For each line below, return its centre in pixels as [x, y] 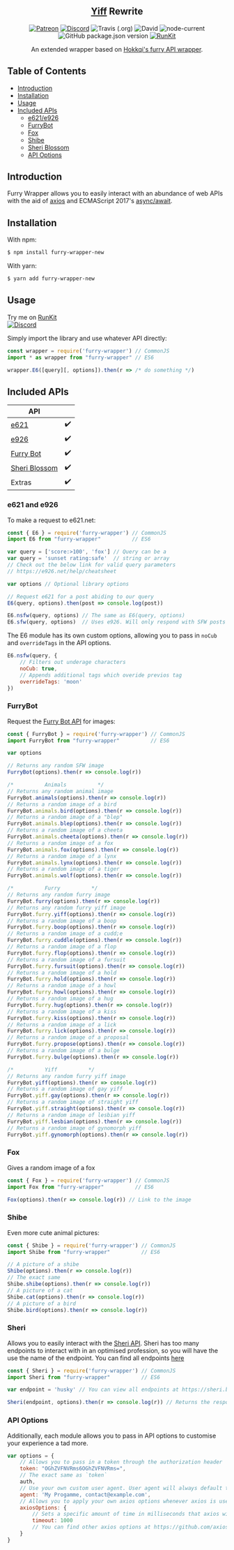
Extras [21, 482]
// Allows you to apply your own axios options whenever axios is [118, 1501]
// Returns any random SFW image [56, 766]
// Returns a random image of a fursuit [67, 959]
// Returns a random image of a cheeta [65, 830]
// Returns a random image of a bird [62, 804]
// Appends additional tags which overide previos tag [101, 675]
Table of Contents [47, 72]
